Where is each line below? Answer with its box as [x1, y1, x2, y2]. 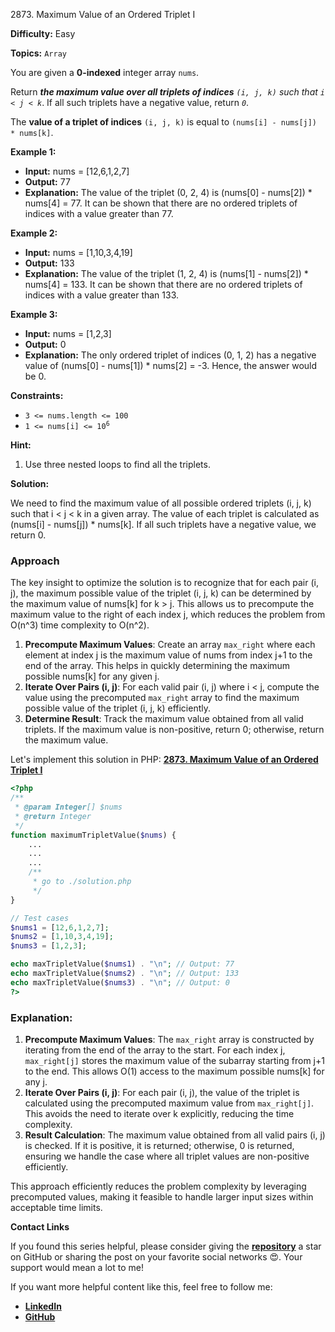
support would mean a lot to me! [10, 1261, 144, 1273]
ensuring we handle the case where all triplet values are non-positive [24, 1150, 310, 1162]
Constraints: [10, 390, 64, 401]
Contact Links [10, 1220, 70, 1233]
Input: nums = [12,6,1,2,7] [24, 165, 130, 177]
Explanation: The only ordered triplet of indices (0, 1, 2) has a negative [24, 349, 317, 361]
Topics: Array [10, 47, 67, 59]
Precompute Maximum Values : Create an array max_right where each [24, 639, 316, 651]
